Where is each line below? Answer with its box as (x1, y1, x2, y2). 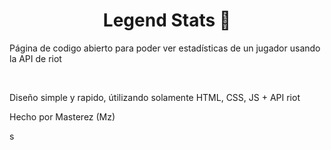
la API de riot (9, 52, 62, 64)
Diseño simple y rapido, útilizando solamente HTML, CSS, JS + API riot (9, 91, 301, 103)
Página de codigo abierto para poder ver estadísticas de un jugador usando (9, 42, 321, 54)
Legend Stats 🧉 (102, 9, 232, 32)
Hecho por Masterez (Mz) (9, 110, 116, 123)
